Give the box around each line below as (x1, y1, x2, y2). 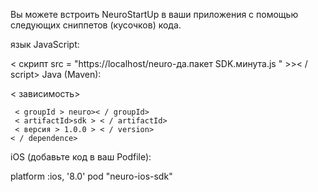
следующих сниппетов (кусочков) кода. (10, 19, 182, 31)
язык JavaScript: (10, 39, 80, 50)
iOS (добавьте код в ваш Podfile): (10, 151, 152, 163)
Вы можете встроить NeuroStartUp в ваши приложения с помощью (10, 9, 299, 20)
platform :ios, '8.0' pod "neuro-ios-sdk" (10, 170, 173, 182)
